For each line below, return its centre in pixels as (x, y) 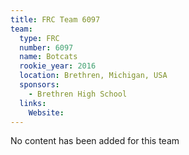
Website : (46, 112)
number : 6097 (46, 47)
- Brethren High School (78, 94)
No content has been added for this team (95, 141)
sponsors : (39, 85)
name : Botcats (48, 57)
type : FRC (39, 38)
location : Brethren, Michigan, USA (93, 76)
